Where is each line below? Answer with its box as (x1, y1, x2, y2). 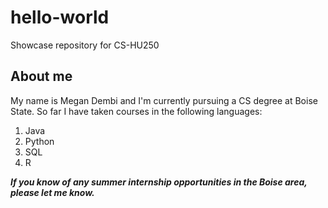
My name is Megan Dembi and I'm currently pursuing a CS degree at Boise (10, 94, 318, 106)
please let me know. (10, 186, 95, 198)
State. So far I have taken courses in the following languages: (10, 105, 263, 117)
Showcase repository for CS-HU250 (10, 39, 160, 51)
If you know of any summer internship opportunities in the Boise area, (10, 176, 308, 188)
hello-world (10, 6, 110, 29)
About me (10, 68, 73, 85)
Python (24, 135, 55, 147)
